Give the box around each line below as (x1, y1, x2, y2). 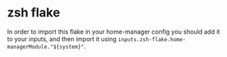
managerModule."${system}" (7, 43, 84, 50)
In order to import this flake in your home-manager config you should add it (7, 27, 221, 36)
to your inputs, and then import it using (7, 34, 117, 43)
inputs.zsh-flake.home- (117, 36, 187, 43)
